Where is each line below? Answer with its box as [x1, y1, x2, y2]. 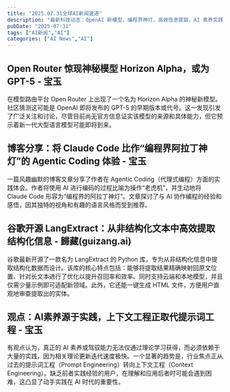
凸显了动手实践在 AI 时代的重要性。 [25, 378, 125, 386]
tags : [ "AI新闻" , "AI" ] [7, 29, 70, 36]
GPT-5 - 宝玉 [7, 75, 62, 87]
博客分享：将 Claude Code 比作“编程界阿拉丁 [7, 143, 199, 154]
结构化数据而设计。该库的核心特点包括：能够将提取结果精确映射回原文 [12, 263, 211, 271]
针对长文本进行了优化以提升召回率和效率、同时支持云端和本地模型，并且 [18, 272, 223, 280]
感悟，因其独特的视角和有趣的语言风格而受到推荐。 [7, 200, 151, 209]
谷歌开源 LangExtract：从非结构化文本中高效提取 [7, 223, 216, 234]
